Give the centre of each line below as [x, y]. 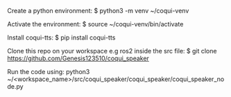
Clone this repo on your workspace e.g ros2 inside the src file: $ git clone [112, 51]
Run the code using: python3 [49, 72]
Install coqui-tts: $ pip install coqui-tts [61, 37]
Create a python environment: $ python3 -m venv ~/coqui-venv [98, 11]
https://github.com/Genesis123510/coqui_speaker [78, 58]
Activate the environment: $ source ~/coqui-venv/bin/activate [95, 24]
